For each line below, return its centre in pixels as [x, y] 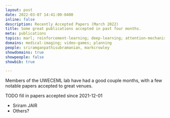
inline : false [20, 19]
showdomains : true [25, 52]
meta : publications [26, 33]
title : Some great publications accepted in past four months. [73, 29]
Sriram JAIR [25, 106]
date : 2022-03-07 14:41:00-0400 [39, 15]
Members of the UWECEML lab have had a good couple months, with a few [84, 81]
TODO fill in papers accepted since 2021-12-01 [54, 96]
